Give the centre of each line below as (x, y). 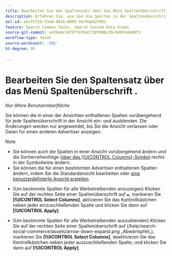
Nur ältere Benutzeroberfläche (38, 105)
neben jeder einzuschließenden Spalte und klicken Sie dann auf (80, 205)
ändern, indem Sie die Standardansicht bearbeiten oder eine (76, 173)
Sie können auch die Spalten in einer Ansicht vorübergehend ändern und (89, 151)
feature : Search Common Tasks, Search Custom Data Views (67, 27)
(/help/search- (142, 226)
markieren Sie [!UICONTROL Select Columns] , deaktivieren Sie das (84, 237)
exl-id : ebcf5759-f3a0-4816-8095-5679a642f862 (56, 22)
